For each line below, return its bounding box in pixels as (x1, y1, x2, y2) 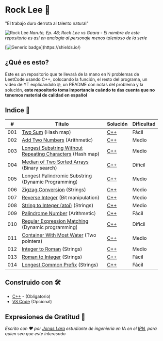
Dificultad (132, 121, 156, 127)
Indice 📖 (5, 106, 30, 114)
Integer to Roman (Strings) (21, 246, 82, 252)
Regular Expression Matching (21, 217, 89, 224)
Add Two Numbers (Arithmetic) (21, 137, 93, 143)
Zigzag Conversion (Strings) (21, 186, 86, 193)
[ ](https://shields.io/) (5, 44, 81, 50)
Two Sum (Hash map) (21, 128, 71, 135)
